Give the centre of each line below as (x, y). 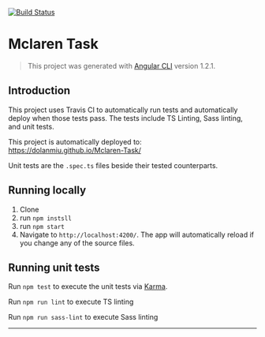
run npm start (42, 226)
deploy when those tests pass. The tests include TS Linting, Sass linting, (125, 118)
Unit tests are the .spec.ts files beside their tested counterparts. (113, 165)
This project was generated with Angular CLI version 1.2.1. (121, 66)
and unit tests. (31, 126)
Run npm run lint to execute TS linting (71, 302)
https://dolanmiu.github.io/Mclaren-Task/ (75, 150)
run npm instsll (46, 218)
